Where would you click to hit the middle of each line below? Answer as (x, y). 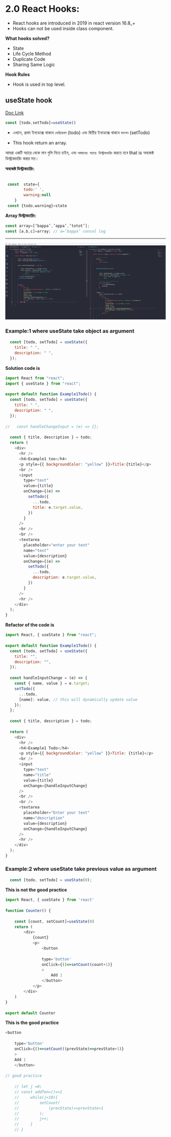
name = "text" (36, 550)
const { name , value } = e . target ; (52, 683)
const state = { (23, 184)
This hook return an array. (40, 143)
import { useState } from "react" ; (43, 384)
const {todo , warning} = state (37, 206)
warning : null (37, 195)
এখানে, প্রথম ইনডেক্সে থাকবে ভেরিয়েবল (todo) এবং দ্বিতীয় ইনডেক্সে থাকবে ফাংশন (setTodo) (81, 132)
